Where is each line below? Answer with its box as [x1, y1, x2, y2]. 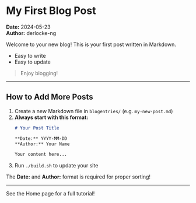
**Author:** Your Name [14, 141, 70, 147]
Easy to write [14, 52, 46, 59]
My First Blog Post [6, 4, 96, 17]
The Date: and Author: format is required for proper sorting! [6, 173, 150, 180]
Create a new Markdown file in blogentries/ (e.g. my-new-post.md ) [14, 107, 173, 114]
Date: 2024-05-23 [6, 23, 51, 30]
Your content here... [14, 152, 67, 157]
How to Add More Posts [6, 92, 93, 102]
